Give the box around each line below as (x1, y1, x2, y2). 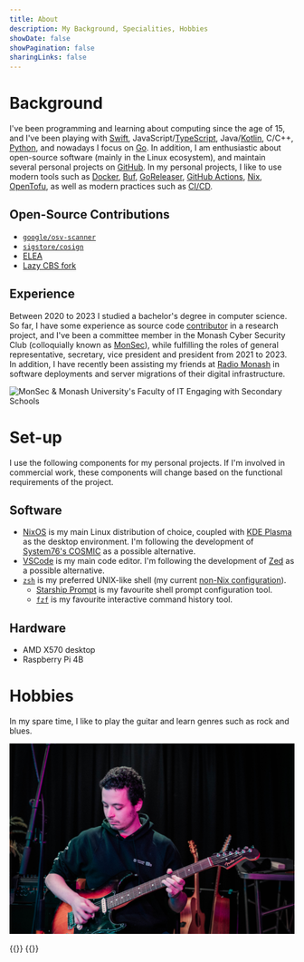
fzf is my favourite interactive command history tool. (35, 594, 233, 605)
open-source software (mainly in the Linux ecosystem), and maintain (9, 152, 266, 163)
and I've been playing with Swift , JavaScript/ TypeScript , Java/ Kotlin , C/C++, (9, 132, 294, 144)
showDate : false (9, 34, 71, 43)
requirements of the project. (9, 476, 114, 487)
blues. (9, 725, 33, 736)
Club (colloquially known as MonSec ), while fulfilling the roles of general (9, 339, 279, 350)
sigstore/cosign (22, 242, 84, 251)
